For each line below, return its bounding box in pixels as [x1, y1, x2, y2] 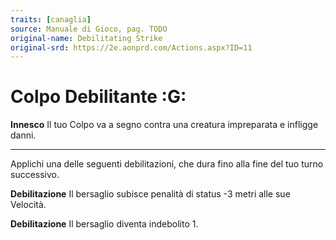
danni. [10, 129, 37, 141]
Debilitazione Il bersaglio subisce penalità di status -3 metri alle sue [10, 188, 291, 200]
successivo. [10, 169, 60, 181]
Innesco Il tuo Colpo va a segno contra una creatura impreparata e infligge [10, 119, 319, 131]
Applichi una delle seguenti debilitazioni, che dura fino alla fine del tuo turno [10, 158, 324, 170]
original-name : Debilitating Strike [10, 33, 163, 43]
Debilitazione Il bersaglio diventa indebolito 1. [10, 218, 199, 230]
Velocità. [10, 199, 47, 211]
